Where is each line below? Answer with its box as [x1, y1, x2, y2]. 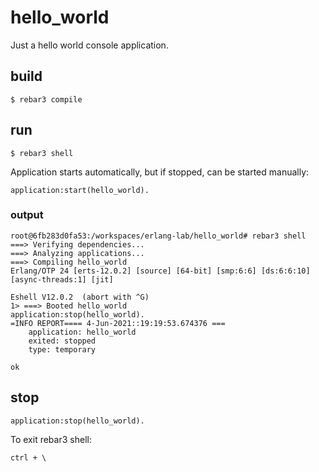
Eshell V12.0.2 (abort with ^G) [10, 292, 150, 302]
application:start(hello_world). [10, 185, 150, 195]
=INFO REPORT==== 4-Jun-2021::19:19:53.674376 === [10, 318, 226, 328]
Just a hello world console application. [10, 39, 169, 51]
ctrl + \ [10, 452, 47, 463]
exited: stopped [28, 336, 97, 346]
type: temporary [28, 344, 97, 355]
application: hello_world [28, 327, 137, 337]
